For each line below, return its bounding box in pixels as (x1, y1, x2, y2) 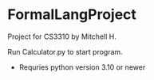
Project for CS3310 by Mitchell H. (7, 32, 116, 41)
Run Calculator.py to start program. (7, 47, 123, 56)
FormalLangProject (7, 6, 137, 24)
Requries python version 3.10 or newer (18, 62, 146, 72)
